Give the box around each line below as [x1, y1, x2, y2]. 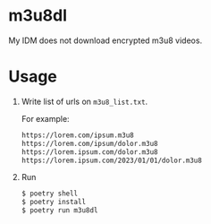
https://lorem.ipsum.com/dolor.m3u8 [21, 147, 158, 157]
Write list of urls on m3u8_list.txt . [21, 96, 148, 107]
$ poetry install [21, 198, 87, 207]
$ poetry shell [21, 189, 79, 198]
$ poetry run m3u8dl [21, 206, 98, 215]
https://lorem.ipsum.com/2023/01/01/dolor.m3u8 [21, 156, 202, 165]
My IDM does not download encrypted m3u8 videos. [8, 35, 203, 46]
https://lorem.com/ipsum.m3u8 [21, 131, 135, 140]
